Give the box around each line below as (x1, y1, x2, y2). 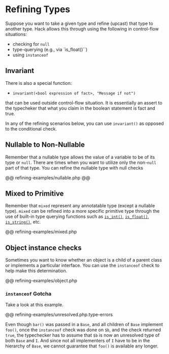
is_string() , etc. (5, 219, 41, 225)
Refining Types (5, 4, 71, 15)
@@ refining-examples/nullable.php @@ (5, 174, 90, 181)
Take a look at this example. (5, 302, 63, 308)
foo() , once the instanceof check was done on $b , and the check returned (5, 327, 161, 333)
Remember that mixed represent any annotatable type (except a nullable (5, 203, 155, 209)
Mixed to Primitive (5, 189, 64, 198)
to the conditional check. (5, 125, 57, 132)
